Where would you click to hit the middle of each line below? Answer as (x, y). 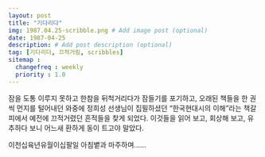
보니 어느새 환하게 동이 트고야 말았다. (87, 128)
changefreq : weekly (49, 67)
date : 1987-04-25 (37, 38)
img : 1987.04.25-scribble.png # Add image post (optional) (108, 30)
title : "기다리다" (35, 23)
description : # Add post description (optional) (90, 45)
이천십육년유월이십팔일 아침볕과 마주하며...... (77, 144)
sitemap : (25, 60)
